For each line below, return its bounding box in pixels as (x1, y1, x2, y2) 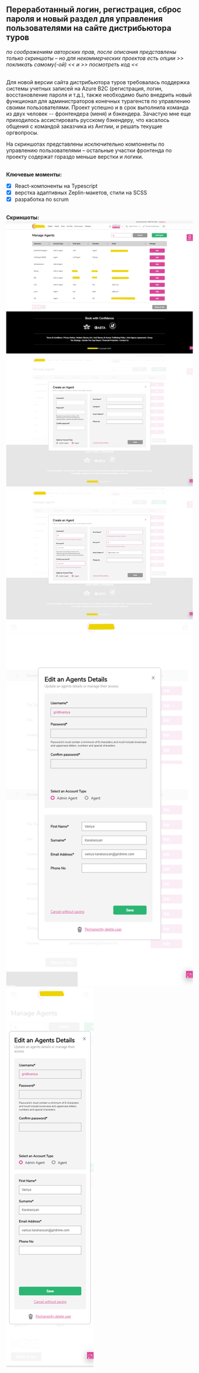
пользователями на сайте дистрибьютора (6, 23, 172, 33)
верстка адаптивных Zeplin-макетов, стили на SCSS (14, 189, 147, 196)
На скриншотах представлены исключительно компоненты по (6, 140, 165, 148)
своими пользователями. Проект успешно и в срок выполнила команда (6, 104, 189, 111)
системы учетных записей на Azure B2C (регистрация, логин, (6, 85, 163, 92)
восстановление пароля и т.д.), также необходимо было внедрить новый (6, 91, 192, 98)
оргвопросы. (6, 129, 39, 136)
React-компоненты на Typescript (14, 182, 98, 189)
